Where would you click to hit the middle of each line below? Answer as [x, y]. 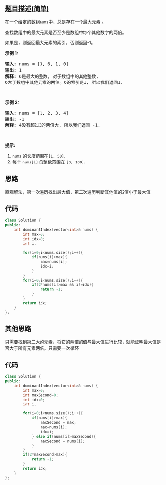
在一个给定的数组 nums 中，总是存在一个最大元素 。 [56, 22]
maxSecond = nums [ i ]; [62, 441]
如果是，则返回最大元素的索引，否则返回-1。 [50, 42]
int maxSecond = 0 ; [41, 395]
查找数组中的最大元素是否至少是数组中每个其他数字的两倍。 [66, 32]
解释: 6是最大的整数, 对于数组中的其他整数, [52, 76]
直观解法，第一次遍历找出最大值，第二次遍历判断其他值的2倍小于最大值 [78, 192]
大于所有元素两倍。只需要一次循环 [44, 348]
